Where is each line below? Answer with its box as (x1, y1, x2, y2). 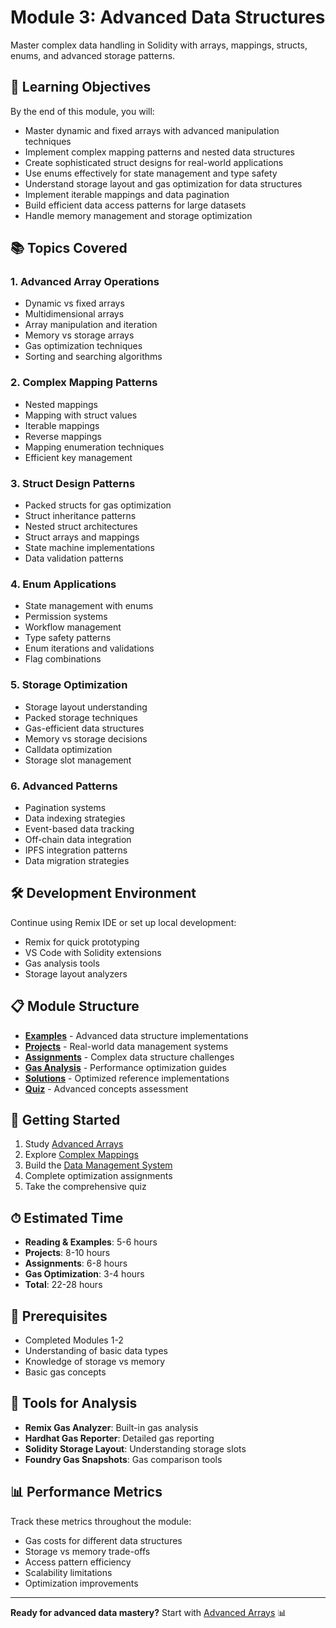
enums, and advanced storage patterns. (10, 49, 176, 61)
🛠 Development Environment (10, 885, 197, 902)
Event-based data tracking (24, 822, 135, 835)
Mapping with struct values (24, 409, 138, 421)
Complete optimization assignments (24, 1170, 173, 1182)
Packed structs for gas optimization (24, 499, 172, 511)
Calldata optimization (24, 743, 113, 755)
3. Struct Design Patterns (10, 476, 136, 490)
